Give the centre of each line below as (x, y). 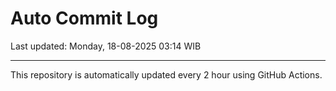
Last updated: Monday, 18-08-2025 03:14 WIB (106, 46)
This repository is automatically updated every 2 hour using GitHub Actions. (166, 74)
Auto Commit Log (84, 18)
